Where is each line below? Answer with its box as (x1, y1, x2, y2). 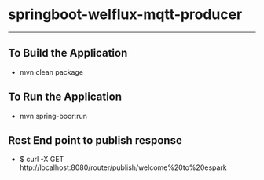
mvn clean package (19, 67, 84, 76)
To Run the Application (8, 90, 123, 104)
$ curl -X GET (19, 155, 64, 164)
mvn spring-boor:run (19, 111, 88, 120)
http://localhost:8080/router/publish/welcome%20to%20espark (19, 163, 228, 172)
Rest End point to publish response (8, 134, 182, 147)
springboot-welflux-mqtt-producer (8, 6, 243, 24)
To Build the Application (8, 46, 128, 60)
